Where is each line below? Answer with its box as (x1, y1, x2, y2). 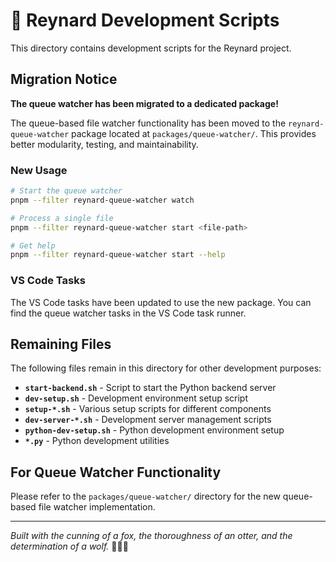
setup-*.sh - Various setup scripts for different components (24, 403, 272, 415)
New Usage (10, 163, 68, 177)
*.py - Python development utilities (24, 435, 170, 447)
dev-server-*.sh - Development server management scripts (24, 414, 272, 426)
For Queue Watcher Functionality (10, 464, 222, 481)
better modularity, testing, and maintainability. (10, 138, 199, 150)
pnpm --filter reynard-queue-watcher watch (10, 195, 195, 205)
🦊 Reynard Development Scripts (10, 9, 280, 32)
